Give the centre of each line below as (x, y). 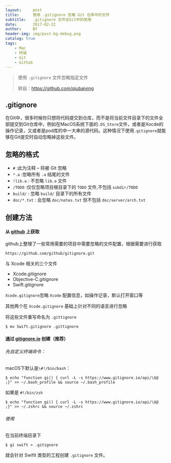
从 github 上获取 (22, 231)
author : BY (21, 29)
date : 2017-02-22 (31, 24)
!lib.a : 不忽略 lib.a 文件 (40, 181)
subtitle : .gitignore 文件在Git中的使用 (48, 19)
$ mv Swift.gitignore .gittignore (42, 327)
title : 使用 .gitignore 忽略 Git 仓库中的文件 (57, 15)
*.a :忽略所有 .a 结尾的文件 (41, 174)
